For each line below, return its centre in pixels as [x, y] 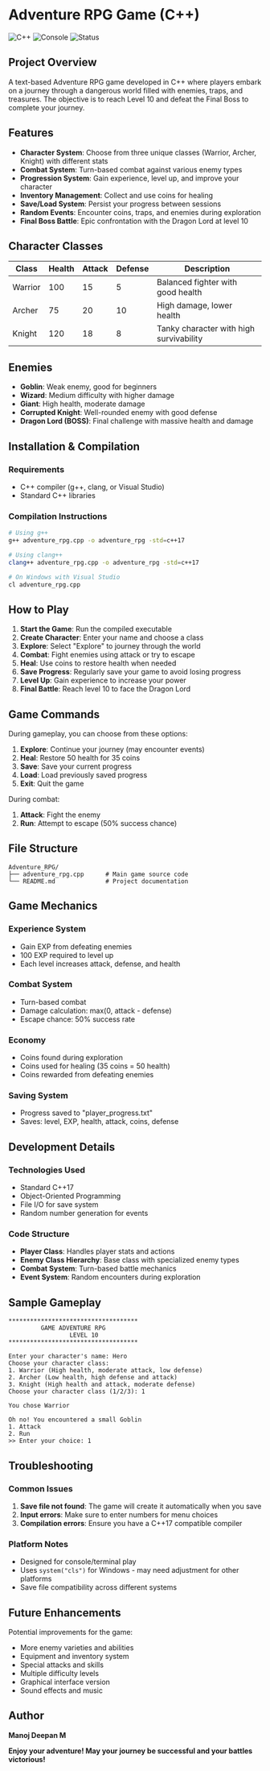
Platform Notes [39, 1544]
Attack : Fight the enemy [60, 815]
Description [207, 269]
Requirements [37, 469]
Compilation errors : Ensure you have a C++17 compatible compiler [131, 1523]
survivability [180, 338]
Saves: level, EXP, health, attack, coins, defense [99, 1122]
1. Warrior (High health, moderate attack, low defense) [106, 1371]
